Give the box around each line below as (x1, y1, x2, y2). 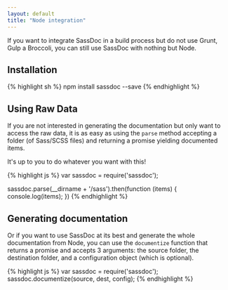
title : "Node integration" (7, 17, 86, 24)
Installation (7, 64, 58, 76)
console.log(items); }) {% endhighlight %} (7, 192, 128, 201)
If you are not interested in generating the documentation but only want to (7, 121, 221, 130)
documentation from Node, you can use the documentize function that (7, 238, 208, 246)
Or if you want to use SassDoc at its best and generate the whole (7, 231, 195, 239)
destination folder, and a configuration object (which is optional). (7, 253, 194, 262)
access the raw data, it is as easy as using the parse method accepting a (7, 129, 217, 138)
